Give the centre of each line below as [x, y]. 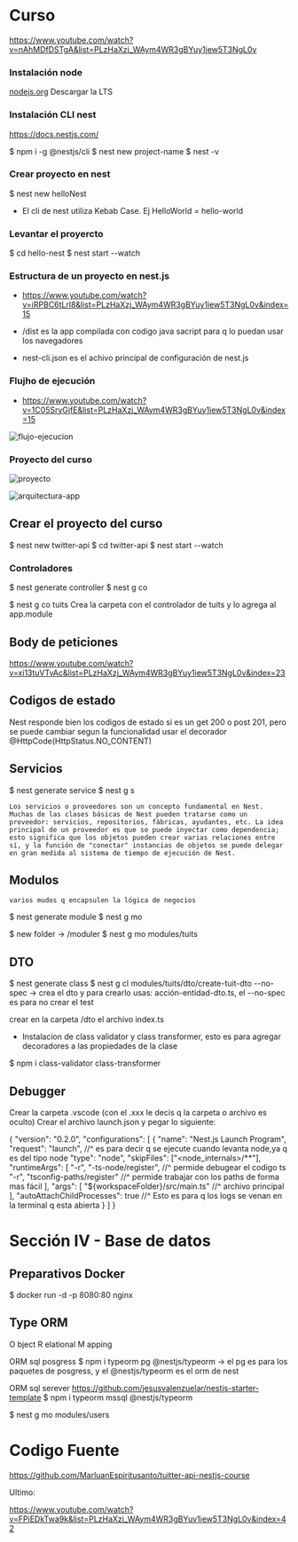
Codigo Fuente [64, 1451]
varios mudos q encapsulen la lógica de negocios [103, 901]
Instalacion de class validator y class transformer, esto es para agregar [151, 1037]
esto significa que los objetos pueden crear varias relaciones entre [142, 838]
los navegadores [52, 341]
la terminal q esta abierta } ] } [63, 1205]
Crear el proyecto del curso [86, 524]
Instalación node [46, 72]
